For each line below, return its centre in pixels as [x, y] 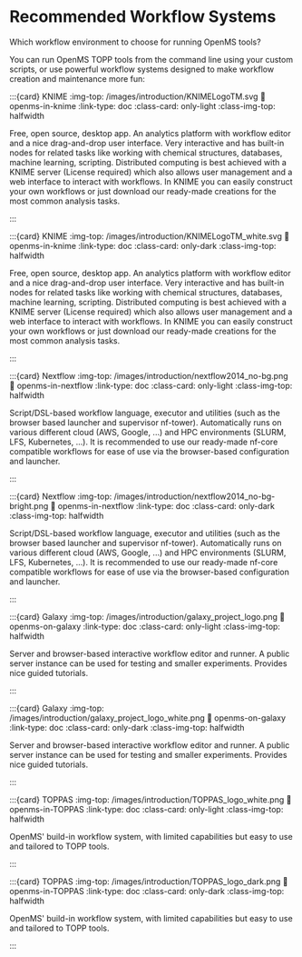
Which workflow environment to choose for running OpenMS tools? [135, 42]
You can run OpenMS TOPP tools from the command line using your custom [151, 59]
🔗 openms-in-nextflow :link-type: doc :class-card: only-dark [162, 505]
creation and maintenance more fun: [77, 78]
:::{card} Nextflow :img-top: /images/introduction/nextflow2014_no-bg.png [149, 375]
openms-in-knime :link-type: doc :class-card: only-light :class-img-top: [142, 105]
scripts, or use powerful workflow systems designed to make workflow [142, 69]
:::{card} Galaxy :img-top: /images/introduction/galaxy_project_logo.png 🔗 [147, 616]
